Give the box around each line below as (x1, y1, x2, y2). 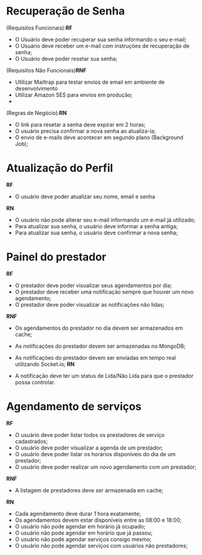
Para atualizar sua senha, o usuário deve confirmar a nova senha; (14, 229, 178, 236)
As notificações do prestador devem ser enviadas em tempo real (14, 354, 176, 361)
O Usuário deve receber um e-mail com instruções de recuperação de (14, 42, 190, 49)
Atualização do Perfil (6, 161, 113, 175)
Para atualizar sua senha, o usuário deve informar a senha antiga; (14, 222, 178, 230)
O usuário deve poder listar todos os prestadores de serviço (14, 431, 165, 438)
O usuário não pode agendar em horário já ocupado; (14, 522, 146, 530)
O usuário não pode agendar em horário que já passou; (14, 529, 153, 536)
